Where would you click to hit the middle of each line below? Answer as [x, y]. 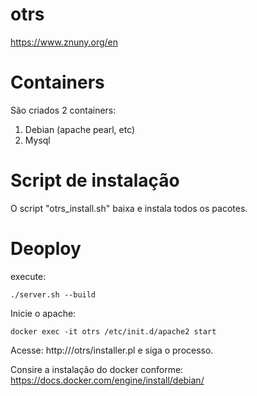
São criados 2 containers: [63, 110]
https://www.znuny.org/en [64, 42]
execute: [28, 276]
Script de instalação [95, 180]
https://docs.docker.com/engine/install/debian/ [107, 380]
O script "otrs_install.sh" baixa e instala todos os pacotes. [129, 208]
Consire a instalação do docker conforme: [97, 369]
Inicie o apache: [43, 313]
